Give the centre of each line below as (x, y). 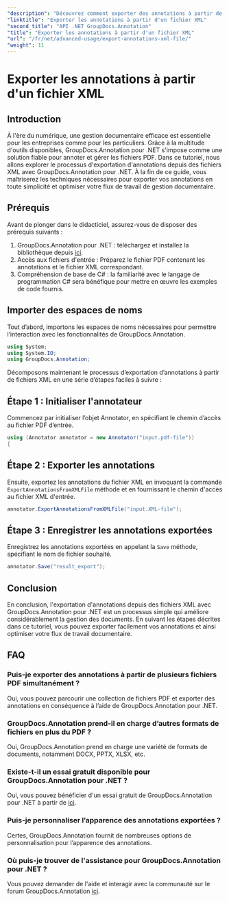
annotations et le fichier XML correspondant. (80, 267)
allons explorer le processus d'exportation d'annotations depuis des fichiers (114, 164)
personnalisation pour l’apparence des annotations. (80, 842)
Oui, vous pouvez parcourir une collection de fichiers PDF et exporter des (111, 698)
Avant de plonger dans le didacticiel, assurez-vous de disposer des (102, 224)
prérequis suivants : (35, 232)
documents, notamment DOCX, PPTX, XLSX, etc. (76, 754)
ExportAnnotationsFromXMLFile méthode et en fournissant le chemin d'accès (115, 489)
